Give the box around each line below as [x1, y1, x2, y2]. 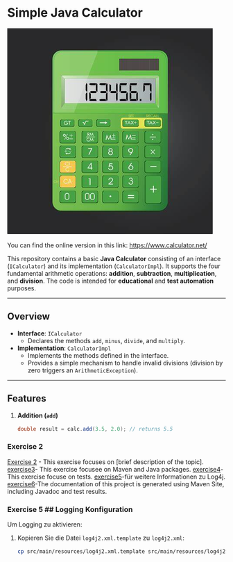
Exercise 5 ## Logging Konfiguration [7, 504, 133, 514]
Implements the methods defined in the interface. [27, 351, 169, 359]
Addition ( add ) [17, 411, 58, 420]
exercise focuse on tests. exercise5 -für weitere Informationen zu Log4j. [21, 472, 225, 481]
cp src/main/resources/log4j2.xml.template [17, 548, 146, 555]
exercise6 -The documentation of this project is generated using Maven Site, [7, 479, 225, 488]
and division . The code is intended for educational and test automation [7, 276, 214, 285]
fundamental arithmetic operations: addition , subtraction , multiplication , [7, 269, 217, 277]
